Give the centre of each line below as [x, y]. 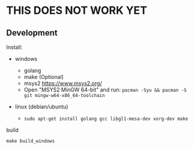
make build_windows [31, 141]
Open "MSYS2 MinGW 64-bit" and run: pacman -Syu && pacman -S [105, 90]
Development [32, 33]
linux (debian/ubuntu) [41, 107]
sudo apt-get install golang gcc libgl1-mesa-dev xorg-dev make [106, 119]
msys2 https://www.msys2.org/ [63, 83]
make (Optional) [44, 77]
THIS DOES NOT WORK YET [77, 11]
